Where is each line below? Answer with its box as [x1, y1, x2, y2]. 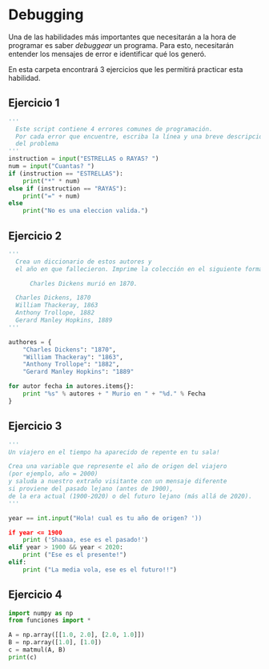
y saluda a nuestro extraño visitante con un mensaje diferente [8, 478, 227, 486]
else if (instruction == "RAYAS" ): [8, 184, 127, 193]
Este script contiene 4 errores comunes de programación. [15, 125, 214, 133]
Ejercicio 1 [8, 96, 60, 110]
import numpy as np [8, 609, 74, 617]
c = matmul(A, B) [8, 646, 66, 654]
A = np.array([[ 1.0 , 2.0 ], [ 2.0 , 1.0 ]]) [8, 631, 146, 639]
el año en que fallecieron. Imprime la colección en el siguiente [15, 265, 242, 273]
